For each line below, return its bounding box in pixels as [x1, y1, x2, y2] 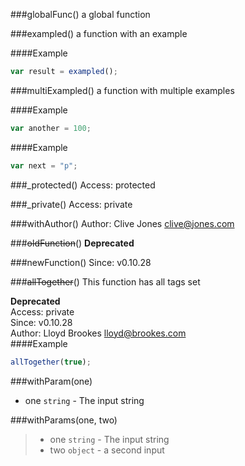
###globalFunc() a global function [10, 9, 151, 20]
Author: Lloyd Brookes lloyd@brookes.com [10, 327, 187, 339]
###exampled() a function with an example [10, 28, 188, 39]
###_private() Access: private [10, 198, 133, 210]
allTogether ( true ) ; [10, 357, 92, 367]
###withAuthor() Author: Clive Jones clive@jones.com [10, 217, 235, 229]
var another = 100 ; [10, 123, 92, 133]
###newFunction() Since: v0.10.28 [10, 256, 152, 268]
